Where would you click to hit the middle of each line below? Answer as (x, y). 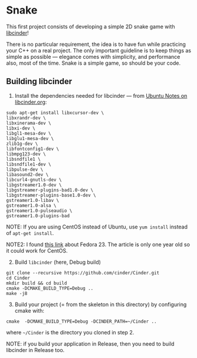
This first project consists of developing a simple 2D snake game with (91, 26)
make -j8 (17, 293)
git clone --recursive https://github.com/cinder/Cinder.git (83, 273)
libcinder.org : (31, 102)
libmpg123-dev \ (26, 154)
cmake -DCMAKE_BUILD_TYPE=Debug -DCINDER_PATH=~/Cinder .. (82, 321)
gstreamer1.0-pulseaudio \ (39, 211)
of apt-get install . (30, 233)
